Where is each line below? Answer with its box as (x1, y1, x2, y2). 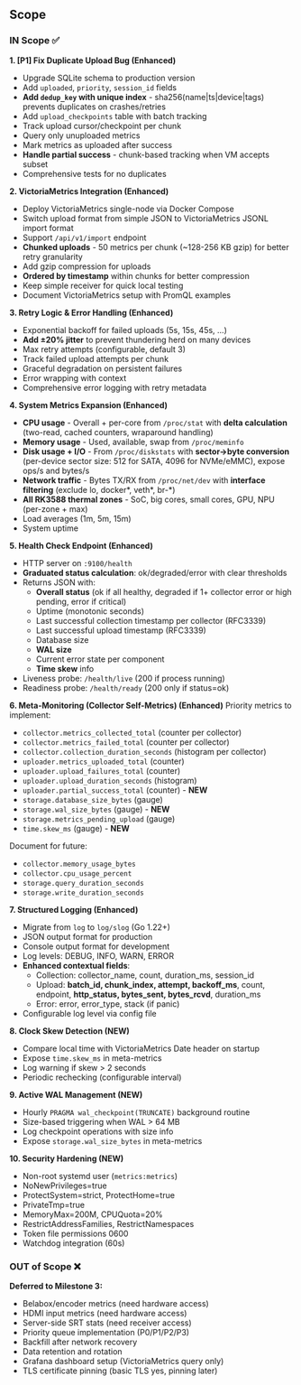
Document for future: (9, 840, 87, 851)
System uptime (22, 523, 79, 534)
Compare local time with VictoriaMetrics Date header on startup (22, 1043, 260, 1054)
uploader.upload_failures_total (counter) (22, 765, 181, 776)
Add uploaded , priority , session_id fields (22, 81, 178, 93)
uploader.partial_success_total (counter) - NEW (22, 785, 208, 795)
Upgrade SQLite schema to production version (22, 72, 196, 83)
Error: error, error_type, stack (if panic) (35, 998, 180, 1009)
